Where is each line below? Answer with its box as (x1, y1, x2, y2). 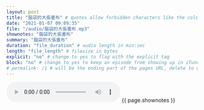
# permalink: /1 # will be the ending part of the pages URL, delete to (6, 65, 194, 71)
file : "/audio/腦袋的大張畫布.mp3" (6, 25, 90, 32)
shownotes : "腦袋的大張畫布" (6, 31, 74, 37)
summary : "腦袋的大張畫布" (6, 37, 69, 43)
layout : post (6, 8, 39, 15)
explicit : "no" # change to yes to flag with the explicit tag (6, 54, 170, 60)
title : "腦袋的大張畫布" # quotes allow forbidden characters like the (6, 15, 185, 21)
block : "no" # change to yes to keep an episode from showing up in (6, 59, 183, 65)
